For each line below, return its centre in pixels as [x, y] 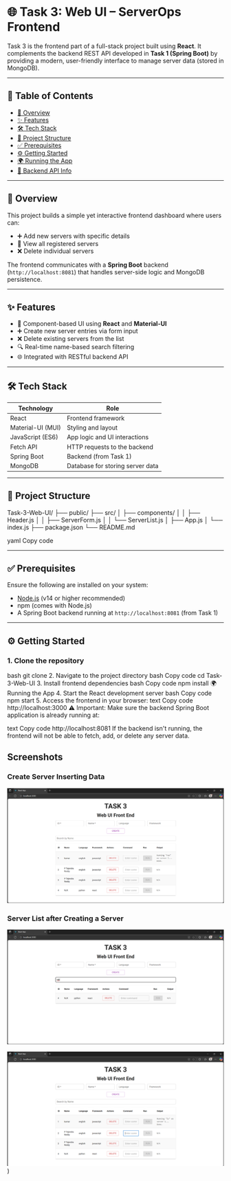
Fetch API [24, 447]
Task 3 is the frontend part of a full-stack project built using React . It [104, 46]
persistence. [25, 279]
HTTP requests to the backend [110, 447]
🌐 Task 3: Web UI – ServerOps [94, 12]
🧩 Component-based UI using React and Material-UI [92, 324]
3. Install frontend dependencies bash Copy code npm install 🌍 [127, 683]
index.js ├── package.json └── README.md [71, 527]
